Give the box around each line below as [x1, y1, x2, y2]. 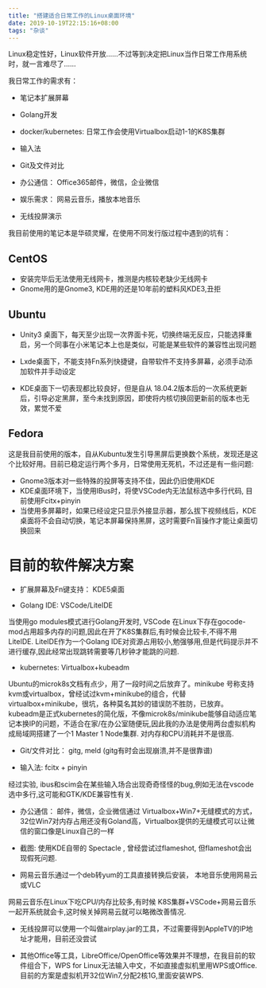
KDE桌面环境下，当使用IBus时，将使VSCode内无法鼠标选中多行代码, [19, 486, 245, 495]
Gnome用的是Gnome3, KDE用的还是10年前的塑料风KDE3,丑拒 [19, 284, 221, 294]
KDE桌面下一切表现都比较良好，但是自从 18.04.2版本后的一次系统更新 [19, 384, 248, 392]
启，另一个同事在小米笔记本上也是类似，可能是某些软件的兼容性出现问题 [19, 340, 256, 349]
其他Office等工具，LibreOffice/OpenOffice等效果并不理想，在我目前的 [19, 951, 249, 960]
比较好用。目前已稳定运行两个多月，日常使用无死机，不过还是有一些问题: [14, 459, 254, 468]
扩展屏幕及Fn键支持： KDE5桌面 [19, 584, 125, 594]
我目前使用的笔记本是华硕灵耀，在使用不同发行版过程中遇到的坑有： [8, 228, 231, 238]
